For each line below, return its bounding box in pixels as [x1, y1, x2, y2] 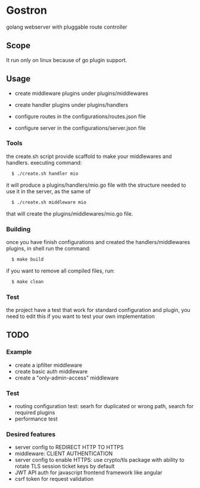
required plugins [14, 409, 55, 416]
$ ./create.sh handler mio [11, 171, 79, 177]
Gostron [6, 4, 48, 17]
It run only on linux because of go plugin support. [6, 56, 127, 63]
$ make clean [11, 279, 44, 285]
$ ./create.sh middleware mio [11, 199, 86, 205]
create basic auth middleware [14, 367, 88, 375]
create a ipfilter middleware [14, 362, 82, 369]
